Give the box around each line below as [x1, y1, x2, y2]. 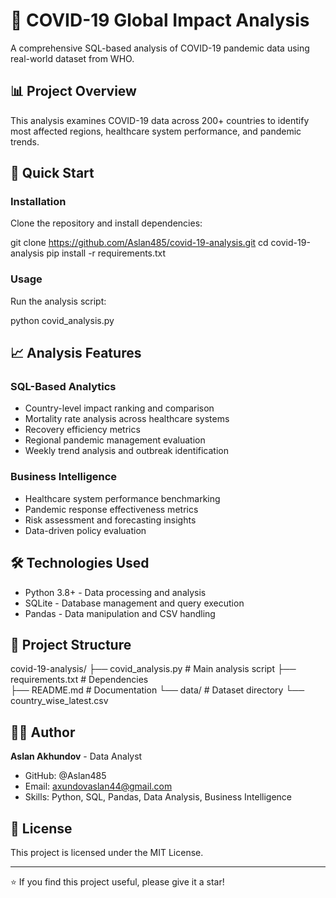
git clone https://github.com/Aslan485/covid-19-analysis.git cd [10, 237, 269, 249]
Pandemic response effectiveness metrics [24, 503, 199, 515]
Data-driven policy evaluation [24, 524, 147, 536]
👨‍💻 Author [10, 724, 76, 741]
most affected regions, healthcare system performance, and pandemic [10, 125, 302, 137]
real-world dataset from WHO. [10, 52, 135, 64]
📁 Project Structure [10, 636, 132, 653]
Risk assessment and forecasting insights [24, 514, 197, 526]
